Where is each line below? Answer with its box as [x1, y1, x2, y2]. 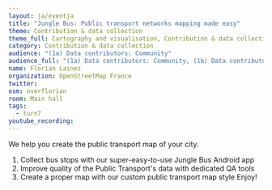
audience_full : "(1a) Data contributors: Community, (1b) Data [8, 57, 227, 65]
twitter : [8, 79, 38, 87]
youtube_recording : [8, 117, 74, 125]
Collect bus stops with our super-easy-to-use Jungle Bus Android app [19, 154, 255, 164]
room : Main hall [8, 95, 63, 103]
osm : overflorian [8, 87, 67, 95]
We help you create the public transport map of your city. [8, 139, 200, 149]
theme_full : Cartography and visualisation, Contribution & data [8, 34, 233, 43]
